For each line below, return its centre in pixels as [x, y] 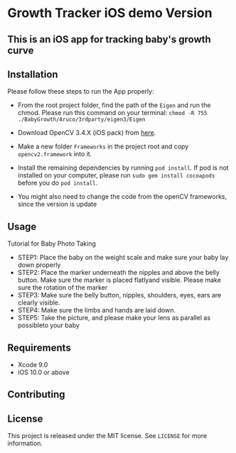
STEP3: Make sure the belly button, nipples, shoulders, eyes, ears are [119, 295]
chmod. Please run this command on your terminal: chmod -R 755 [112, 113]
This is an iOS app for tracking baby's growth [109, 39]
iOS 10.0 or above [43, 372]
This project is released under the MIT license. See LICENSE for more [107, 436]
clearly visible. [39, 302]
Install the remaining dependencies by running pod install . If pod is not [123, 168]
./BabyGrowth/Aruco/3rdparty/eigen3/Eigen [81, 120]
